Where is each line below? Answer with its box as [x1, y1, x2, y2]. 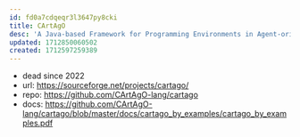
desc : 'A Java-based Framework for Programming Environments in [9, 29, 254, 38]
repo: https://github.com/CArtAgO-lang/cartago [21, 90, 199, 101]
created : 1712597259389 [9, 46, 98, 55]
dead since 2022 [21, 70, 85, 81]
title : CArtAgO [9, 21, 66, 30]
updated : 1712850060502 [9, 37, 98, 47]
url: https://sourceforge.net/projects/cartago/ [21, 80, 189, 91]
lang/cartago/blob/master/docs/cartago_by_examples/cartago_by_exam [21, 109, 287, 119]
